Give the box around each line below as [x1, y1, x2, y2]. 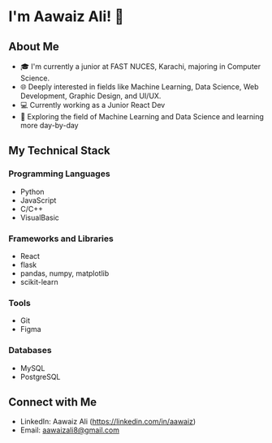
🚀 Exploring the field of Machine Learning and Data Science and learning [19, 112, 264, 121]
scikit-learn [19, 277, 58, 286]
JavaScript [19, 195, 57, 205]
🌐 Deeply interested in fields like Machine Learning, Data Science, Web [19, 82, 259, 92]
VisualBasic [19, 213, 59, 222]
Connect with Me [8, 395, 97, 409]
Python [19, 187, 45, 196]
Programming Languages [8, 168, 111, 179]
